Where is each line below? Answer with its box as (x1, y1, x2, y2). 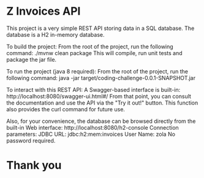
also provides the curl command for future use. (6, 105, 126, 113)
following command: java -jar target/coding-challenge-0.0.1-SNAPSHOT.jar (6, 74, 196, 81)
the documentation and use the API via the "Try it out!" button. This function (6, 99, 198, 106)
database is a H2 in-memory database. (6, 31, 105, 38)
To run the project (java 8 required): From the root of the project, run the (6, 67, 189, 75)
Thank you (6, 158, 62, 172)
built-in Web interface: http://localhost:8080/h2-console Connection (6, 124, 179, 131)
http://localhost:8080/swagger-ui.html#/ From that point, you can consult (6, 92, 192, 100)
